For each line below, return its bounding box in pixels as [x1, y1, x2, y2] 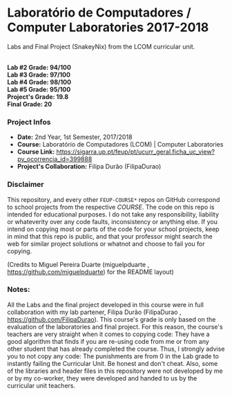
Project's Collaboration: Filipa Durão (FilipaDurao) [17, 163, 162, 171]
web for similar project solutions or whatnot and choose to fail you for [7, 239, 205, 248]
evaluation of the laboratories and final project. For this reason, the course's [7, 322, 223, 331]
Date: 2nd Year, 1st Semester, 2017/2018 [17, 133, 133, 141]
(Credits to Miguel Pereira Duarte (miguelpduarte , [7, 260, 150, 268]
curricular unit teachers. [7, 381, 76, 389]
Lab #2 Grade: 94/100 [7, 63, 71, 71]
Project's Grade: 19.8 [7, 92, 69, 101]
